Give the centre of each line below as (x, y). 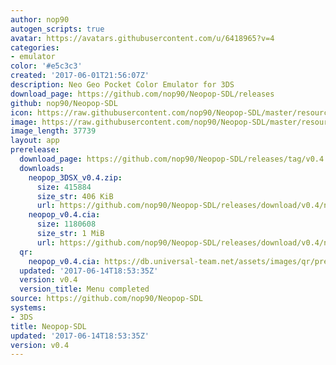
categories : (35, 47)
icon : (21, 112)
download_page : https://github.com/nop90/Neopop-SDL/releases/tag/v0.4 (172, 159)
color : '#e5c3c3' (46, 66)
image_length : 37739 (53, 131)
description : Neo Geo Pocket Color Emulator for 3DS (122, 85)
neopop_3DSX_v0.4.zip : (75, 177)
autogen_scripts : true (57, 29)
